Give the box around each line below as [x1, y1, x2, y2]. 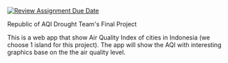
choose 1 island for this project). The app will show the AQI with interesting [7, 41, 222, 48]
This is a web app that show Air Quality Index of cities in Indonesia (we [7, 33, 211, 42]
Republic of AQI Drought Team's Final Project [7, 20, 137, 28]
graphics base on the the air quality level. [7, 48, 126, 56]
